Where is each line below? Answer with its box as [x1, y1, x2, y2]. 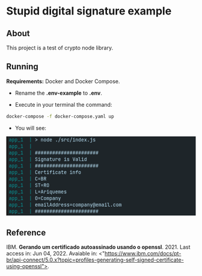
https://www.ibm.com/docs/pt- [104, 250, 182, 257]
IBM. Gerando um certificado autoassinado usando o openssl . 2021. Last [6, 243, 191, 251]
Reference [6, 227, 46, 237]
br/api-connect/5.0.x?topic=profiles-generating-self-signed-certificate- [6, 256, 185, 263]
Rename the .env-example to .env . [14, 89, 102, 96]
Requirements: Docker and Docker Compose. [6, 77, 120, 85]
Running [6, 61, 39, 72]
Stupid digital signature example [6, 4, 172, 18]
